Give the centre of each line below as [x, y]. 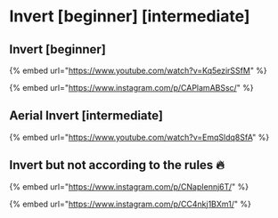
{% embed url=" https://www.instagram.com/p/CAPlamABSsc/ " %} [131, 88]
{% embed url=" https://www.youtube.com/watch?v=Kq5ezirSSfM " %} [138, 70]
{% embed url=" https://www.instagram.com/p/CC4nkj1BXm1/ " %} [130, 204]
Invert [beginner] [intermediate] [130, 16]
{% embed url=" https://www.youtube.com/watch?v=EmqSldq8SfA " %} [139, 137]
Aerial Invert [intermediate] [86, 116]
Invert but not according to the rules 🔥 [117, 165]
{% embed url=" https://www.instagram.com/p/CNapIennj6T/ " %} [129, 186]
